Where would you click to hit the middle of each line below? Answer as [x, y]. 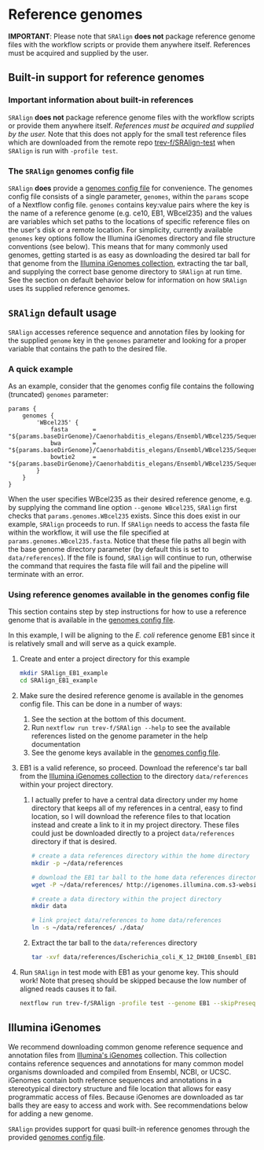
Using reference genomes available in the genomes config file [129, 594]
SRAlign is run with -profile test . [63, 150]
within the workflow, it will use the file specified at [89, 533]
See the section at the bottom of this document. [108, 719]
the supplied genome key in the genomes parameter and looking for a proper [127, 340]
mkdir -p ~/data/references [77, 863]
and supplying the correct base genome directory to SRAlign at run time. [125, 271]
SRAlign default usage [62, 313]
